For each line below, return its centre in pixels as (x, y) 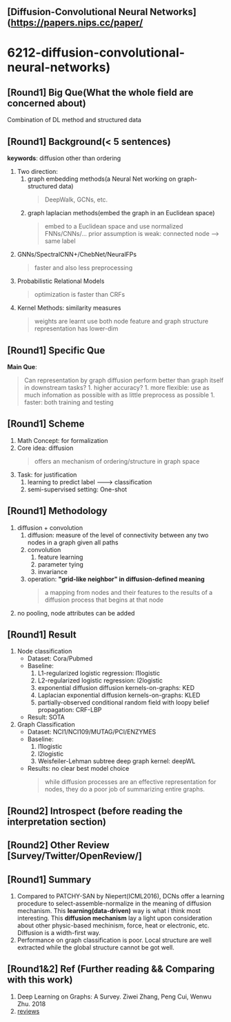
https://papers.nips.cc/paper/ (77, 23)
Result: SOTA (46, 717)
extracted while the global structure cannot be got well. (96, 947)
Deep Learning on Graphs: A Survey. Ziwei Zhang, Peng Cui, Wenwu (114, 996)
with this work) (40, 980)
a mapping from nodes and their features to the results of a (129, 592)
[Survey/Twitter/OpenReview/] (75, 856)
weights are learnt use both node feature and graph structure (121, 322)
